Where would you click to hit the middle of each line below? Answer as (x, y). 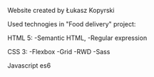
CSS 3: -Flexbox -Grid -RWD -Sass (59, 52)
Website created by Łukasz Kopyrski (61, 10)
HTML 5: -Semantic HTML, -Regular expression (77, 38)
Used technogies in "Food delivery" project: (72, 24)
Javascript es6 (29, 66)
